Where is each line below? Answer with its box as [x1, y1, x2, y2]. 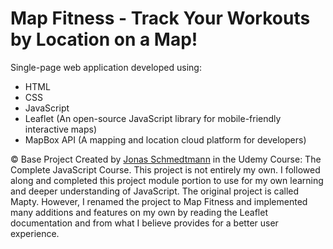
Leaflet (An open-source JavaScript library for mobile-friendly [24, 112, 282, 124]
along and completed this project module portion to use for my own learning [10, 174, 324, 186]
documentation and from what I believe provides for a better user [10, 217, 279, 229]
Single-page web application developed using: [10, 61, 202, 73]
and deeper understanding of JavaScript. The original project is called [10, 185, 300, 197]
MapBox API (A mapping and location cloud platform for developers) [24, 133, 307, 146]
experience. [10, 227, 60, 239]
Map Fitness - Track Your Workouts [10, 7, 311, 30]
